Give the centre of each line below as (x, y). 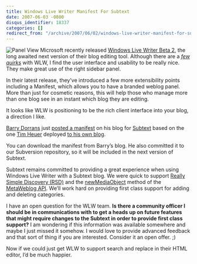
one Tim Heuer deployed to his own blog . (56, 134)
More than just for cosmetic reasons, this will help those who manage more (97, 93)
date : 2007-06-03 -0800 (35, 17)
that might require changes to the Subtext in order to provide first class (94, 219)
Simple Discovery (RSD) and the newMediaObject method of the (84, 182)
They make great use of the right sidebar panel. (64, 69)
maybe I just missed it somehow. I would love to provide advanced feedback (98, 231)
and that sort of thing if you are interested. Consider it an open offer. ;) (91, 237)
